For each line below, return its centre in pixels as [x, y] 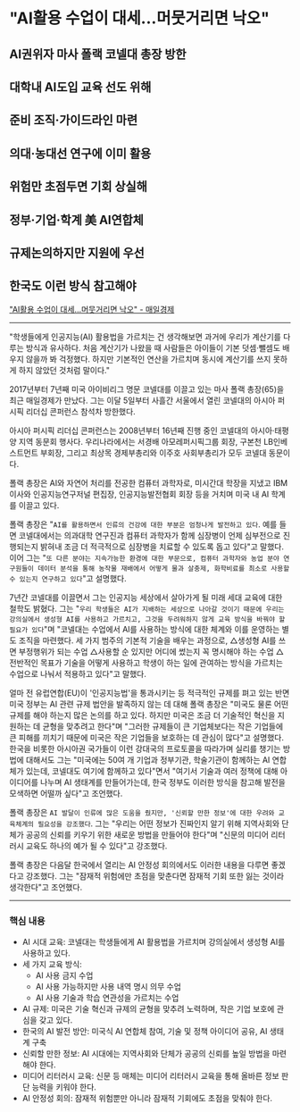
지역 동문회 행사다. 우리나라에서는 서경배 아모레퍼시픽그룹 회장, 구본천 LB [146, 441]
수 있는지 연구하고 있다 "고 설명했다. [68, 578]
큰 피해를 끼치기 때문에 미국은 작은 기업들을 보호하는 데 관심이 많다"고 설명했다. [146, 737]
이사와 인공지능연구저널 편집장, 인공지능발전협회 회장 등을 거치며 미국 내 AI [139, 494]
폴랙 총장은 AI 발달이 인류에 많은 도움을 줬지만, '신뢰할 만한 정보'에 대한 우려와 [142, 812]
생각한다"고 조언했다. [46, 887]
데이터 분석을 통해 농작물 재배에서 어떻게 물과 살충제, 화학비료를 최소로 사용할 [163, 568]
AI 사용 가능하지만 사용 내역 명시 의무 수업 [108, 987]
